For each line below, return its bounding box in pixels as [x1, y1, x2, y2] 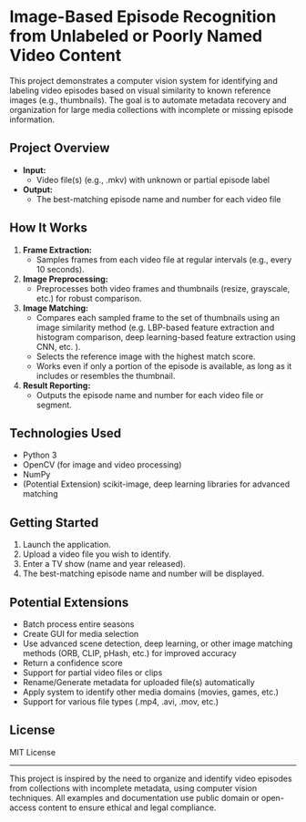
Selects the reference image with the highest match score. [36, 351, 256, 362]
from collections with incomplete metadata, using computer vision [9, 782, 258, 794]
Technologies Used [9, 426, 121, 441]
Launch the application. [22, 539, 111, 550]
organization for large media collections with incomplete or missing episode [9, 104, 294, 115]
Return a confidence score [22, 658, 123, 668]
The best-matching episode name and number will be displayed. [22, 568, 265, 580]
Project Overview [9, 140, 110, 156]
